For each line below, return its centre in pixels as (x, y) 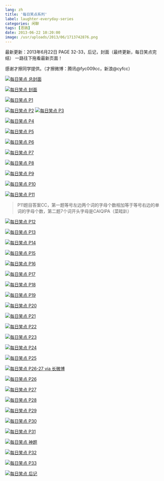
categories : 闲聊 (22, 23)
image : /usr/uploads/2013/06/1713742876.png (51, 38)
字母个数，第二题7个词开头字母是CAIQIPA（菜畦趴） (79, 211)
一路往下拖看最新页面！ (38, 58)
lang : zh (14, 10)
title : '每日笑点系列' (26, 14)
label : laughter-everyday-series (39, 19)
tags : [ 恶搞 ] (18, 28)
